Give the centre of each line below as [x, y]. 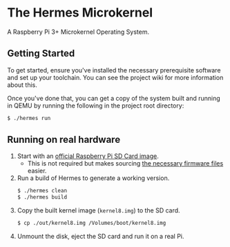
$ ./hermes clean [42, 191]
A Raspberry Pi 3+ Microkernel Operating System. [78, 32]
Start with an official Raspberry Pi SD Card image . [88, 156]
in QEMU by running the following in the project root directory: [96, 106]
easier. [37, 171]
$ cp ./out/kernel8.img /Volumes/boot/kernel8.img [92, 223]
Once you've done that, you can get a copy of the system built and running [114, 98]
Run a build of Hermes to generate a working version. [93, 178]
